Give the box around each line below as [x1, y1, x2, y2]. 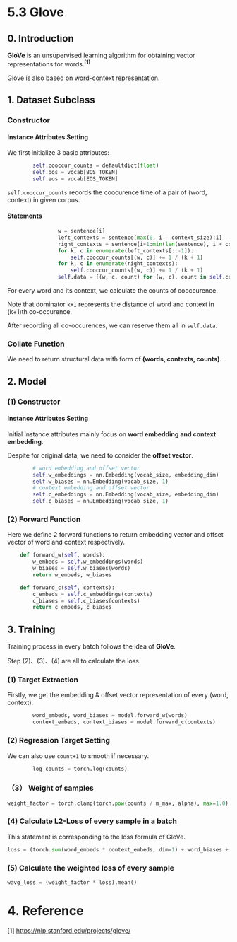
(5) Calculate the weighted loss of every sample [7, 863, 175, 873]
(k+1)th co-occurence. [7, 308, 73, 315]
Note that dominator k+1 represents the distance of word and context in [7, 300, 215, 308]
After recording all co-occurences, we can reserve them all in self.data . [7, 321, 217, 330]
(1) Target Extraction [7, 675, 79, 685]
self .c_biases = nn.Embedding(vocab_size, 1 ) [32, 498, 169, 505]
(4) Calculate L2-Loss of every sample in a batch [7, 816, 178, 826]
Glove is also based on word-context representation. [7, 74, 160, 82]
